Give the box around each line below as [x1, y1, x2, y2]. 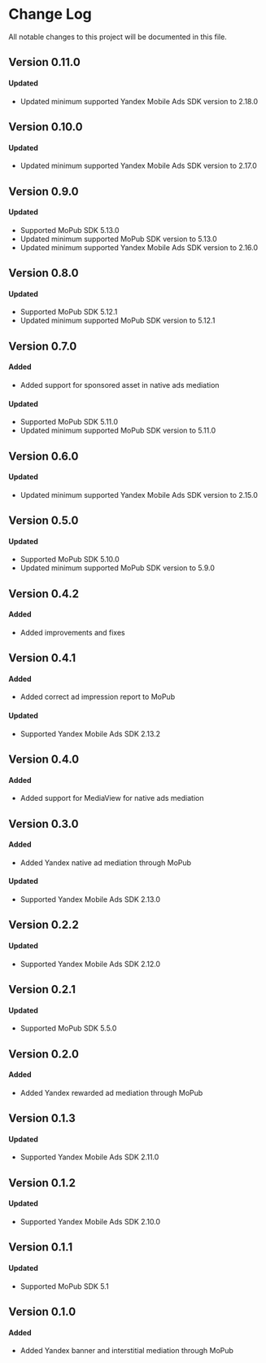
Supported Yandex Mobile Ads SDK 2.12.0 [20, 959, 161, 969]
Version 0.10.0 [8, 120, 83, 134]
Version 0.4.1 [8, 651, 76, 665]
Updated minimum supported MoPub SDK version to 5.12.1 [20, 315, 216, 326]
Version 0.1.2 [8, 1176, 76, 1189]
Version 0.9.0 [8, 184, 79, 198]
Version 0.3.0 [8, 816, 79, 831]
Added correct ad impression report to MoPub [20, 692, 176, 701]
